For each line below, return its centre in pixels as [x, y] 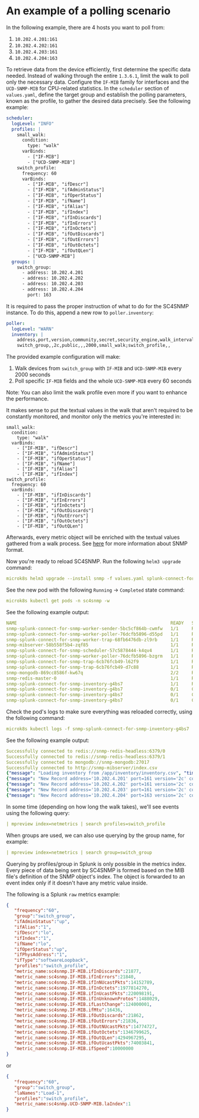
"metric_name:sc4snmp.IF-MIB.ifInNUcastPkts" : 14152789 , [84, 982]
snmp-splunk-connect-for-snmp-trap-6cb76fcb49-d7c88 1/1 [92, 667]
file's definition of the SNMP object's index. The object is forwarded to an [96, 876]
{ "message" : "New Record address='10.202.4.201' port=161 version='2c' [96, 779]
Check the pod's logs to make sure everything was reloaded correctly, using [99, 712]
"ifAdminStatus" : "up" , [42, 922]
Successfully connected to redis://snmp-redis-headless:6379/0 [86, 751]
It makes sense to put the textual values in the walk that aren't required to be [99, 410]
